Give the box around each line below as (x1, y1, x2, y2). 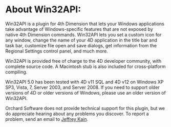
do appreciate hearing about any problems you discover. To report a (5, 111, 149, 117)
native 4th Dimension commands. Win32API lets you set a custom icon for (5, 31, 162, 38)
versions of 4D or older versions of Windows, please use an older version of (5, 89, 166, 96)
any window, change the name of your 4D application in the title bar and (5, 37, 158, 43)
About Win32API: (5, 4, 81, 15)
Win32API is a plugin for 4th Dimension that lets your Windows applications (5, 21, 165, 27)
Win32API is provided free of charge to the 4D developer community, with (5, 58, 162, 64)
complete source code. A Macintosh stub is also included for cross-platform (5, 63, 166, 69)
